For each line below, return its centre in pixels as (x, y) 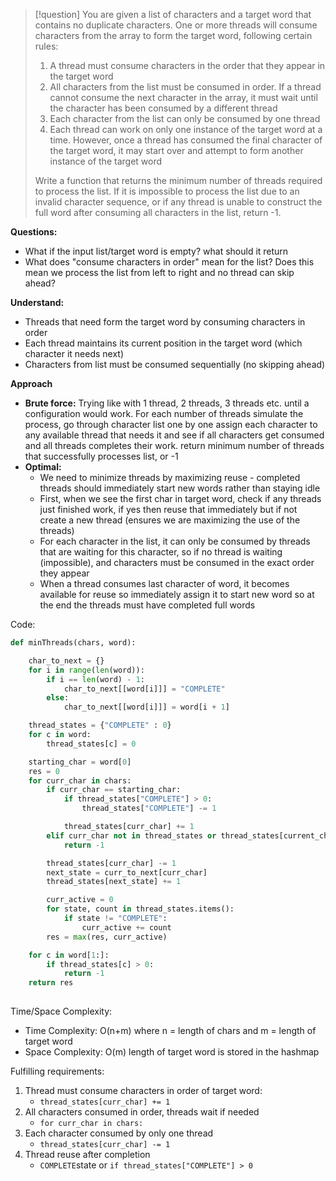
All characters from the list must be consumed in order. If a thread (185, 87)
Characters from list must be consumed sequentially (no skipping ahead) (175, 364)
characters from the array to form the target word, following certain (173, 35)
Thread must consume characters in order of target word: (143, 1090)
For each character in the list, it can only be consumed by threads (175, 541)
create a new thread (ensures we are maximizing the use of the (170, 520)
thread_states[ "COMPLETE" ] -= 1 (149, 809)
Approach (31, 383)
